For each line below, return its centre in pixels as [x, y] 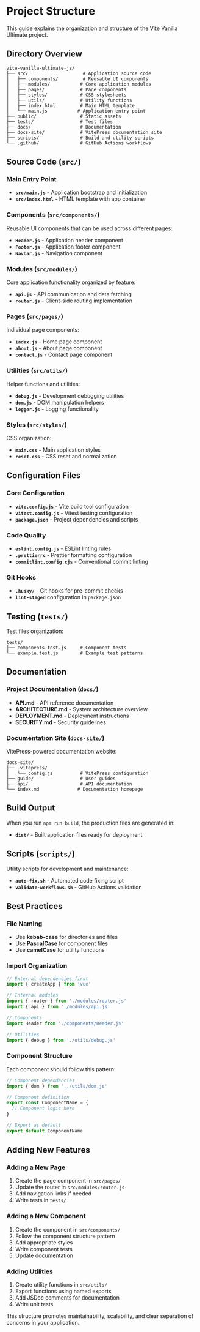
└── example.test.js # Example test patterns [75, 653]
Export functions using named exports [63, 1291]
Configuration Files [44, 476]
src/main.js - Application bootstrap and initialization [81, 193]
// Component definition [38, 1097]
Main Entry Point [31, 179]
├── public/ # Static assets [64, 116]
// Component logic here [43, 1109]
